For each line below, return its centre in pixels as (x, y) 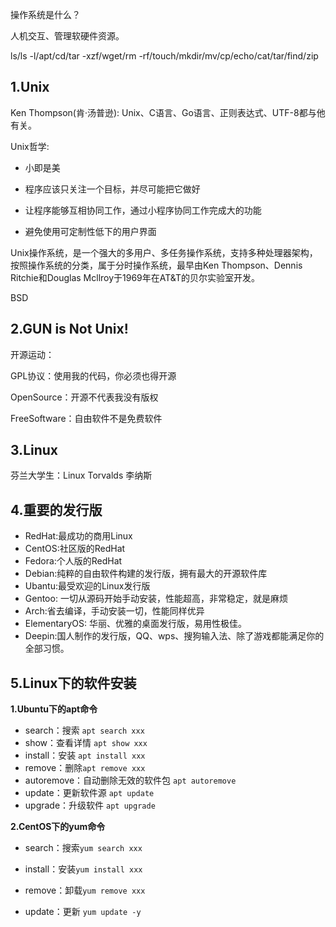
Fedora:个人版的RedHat (73, 561)
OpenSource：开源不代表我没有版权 (84, 397)
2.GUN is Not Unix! (69, 329)
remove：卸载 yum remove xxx (85, 890)
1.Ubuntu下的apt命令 (54, 709)
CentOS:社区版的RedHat (75, 549)
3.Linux (34, 450)
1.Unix (30, 87)
